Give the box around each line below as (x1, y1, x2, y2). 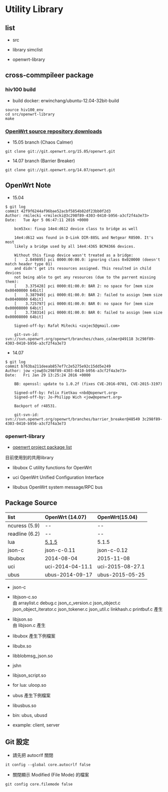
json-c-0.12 (97, 546, 128, 553)
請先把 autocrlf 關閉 (12, 752, 54, 758)
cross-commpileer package (5, 71, 94, 80)
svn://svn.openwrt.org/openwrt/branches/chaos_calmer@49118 (5, 336, 134, 341)
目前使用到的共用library (5, 455, 54, 461)
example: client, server (12, 722, 60, 728)
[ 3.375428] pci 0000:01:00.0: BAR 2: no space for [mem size (14, 283, 154, 289)
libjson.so (12, 616, 33, 622)
